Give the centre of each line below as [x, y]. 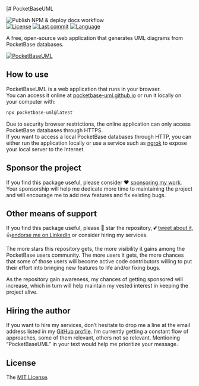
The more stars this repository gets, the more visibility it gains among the [96, 249]
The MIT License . [28, 377]
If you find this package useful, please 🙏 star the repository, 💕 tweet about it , [100, 228]
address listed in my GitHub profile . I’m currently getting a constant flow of [97, 331]
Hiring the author [38, 311]
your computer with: [31, 101]
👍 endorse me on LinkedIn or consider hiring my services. [77, 235]
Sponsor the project [44, 168]
